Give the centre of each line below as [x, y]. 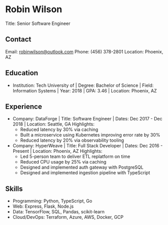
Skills [14, 189]
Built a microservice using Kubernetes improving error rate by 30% [90, 135]
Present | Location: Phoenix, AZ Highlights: [57, 151]
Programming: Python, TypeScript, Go [52, 201]
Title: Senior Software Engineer [38, 23]
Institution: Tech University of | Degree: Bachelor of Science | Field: [83, 85]
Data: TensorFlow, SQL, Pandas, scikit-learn [59, 212]
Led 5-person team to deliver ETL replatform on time [75, 156]
